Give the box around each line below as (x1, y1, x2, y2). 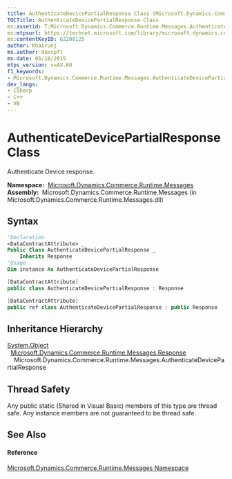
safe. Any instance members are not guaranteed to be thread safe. (7, 409, 197, 417)
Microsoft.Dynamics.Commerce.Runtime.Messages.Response (10, 348, 186, 357)
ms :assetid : (7, 23, 41, 30)
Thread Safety (7, 383, 70, 395)
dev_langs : (7, 81, 39, 88)
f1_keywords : (7, 68, 45, 75)
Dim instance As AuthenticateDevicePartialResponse (7, 266, 159, 273)
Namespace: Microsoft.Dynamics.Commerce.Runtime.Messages (7, 180, 194, 189)
